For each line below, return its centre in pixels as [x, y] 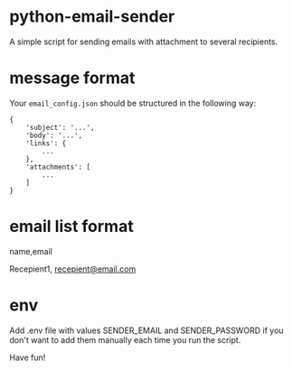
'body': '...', [54, 135]
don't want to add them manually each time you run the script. [125, 339]
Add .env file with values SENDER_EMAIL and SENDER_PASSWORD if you [146, 330]
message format [72, 78]
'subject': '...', [60, 127]
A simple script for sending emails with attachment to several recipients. [144, 42]
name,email [31, 251]
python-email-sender [92, 17]
